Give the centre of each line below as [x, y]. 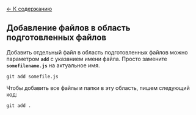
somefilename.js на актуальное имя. [53, 65]
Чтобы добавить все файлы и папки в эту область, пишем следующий [98, 87]
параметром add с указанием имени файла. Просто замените [87, 59]
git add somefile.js [33, 76]
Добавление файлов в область [68, 28]
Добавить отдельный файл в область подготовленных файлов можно [97, 52]
